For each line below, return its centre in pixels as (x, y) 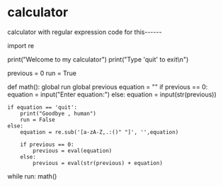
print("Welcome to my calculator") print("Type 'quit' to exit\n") (98, 59)
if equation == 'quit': (42, 107)
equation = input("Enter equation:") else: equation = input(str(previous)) (112, 94)
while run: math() (32, 176)
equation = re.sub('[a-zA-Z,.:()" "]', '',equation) (99, 132)
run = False (38, 120)
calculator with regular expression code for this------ (85, 32)
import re (21, 45)
